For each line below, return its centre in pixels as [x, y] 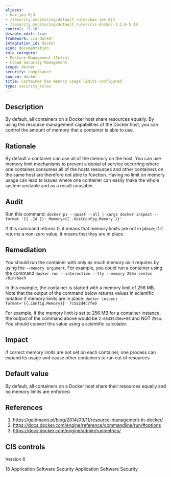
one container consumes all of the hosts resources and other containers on [84, 169]
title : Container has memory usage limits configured [64, 81]
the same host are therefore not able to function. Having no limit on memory [85, 175]
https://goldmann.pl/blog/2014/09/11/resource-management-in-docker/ [88, 420]
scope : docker [20, 67]
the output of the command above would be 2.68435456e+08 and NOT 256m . [84, 318]
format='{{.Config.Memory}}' [36, 303]
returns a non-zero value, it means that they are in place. [65, 234]
